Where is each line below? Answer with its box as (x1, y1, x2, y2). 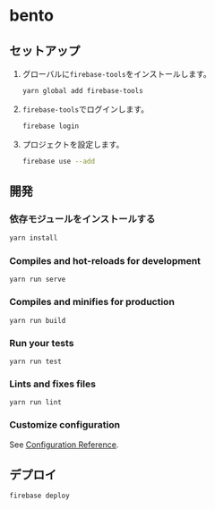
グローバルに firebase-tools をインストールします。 (21, 69, 212, 79)
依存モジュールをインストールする (9, 212, 156, 225)
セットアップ (9, 43, 81, 58)
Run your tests (9, 336, 74, 349)
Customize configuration (9, 419, 121, 431)
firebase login (21, 122, 80, 131)
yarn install (9, 233, 58, 242)
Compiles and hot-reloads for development (9, 255, 202, 267)
